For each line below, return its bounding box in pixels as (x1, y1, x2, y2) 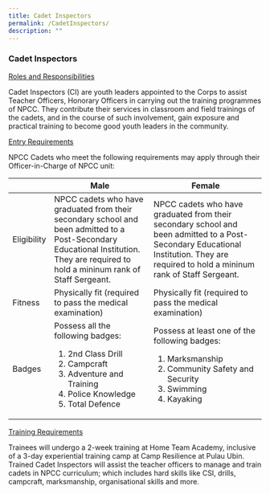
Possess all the (54, 320, 111, 331)
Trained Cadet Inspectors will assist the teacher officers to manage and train (8, 459, 262, 469)
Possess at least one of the (153, 325, 256, 336)
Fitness (12, 296, 40, 308)
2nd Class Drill (67, 348, 123, 359)
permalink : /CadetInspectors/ (8, 19, 110, 27)
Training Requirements (8, 427, 84, 436)
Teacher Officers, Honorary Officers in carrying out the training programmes (8, 96, 262, 105)
